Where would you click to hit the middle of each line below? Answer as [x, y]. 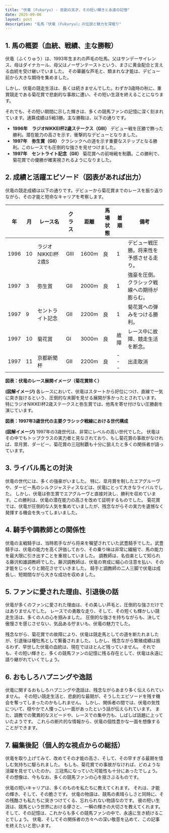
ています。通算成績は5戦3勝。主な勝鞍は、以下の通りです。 [67, 118]
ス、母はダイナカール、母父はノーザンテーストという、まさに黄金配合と [80, 65]
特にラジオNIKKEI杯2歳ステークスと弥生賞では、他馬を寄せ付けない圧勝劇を [84, 404]
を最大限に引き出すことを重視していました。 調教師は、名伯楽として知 [78, 555]
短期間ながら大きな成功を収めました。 [58, 574]
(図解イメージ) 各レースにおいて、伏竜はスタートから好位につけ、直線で [80, 391]
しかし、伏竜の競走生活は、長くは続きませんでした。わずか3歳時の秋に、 [81, 88]
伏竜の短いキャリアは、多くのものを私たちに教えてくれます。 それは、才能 [82, 788]
